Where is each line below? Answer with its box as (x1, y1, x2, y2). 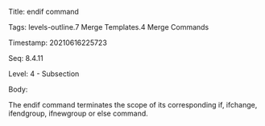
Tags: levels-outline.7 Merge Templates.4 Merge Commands (8, 22, 209, 31)
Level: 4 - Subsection (8, 69, 80, 79)
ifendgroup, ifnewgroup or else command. (8, 108, 149, 118)
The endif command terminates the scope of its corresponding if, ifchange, (8, 100, 258, 109)
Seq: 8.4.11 (8, 54, 43, 63)
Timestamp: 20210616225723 (8, 38, 107, 47)
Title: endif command (8, 7, 79, 16)
